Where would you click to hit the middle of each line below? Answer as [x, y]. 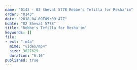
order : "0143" [20, 14]
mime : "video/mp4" [29, 46]
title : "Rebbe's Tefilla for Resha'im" [46, 28]
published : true [22, 60]
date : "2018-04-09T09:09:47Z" [36, 19]
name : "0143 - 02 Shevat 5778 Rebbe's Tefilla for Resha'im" [69, 10]
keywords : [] [18, 33]
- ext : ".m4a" [20, 42]
